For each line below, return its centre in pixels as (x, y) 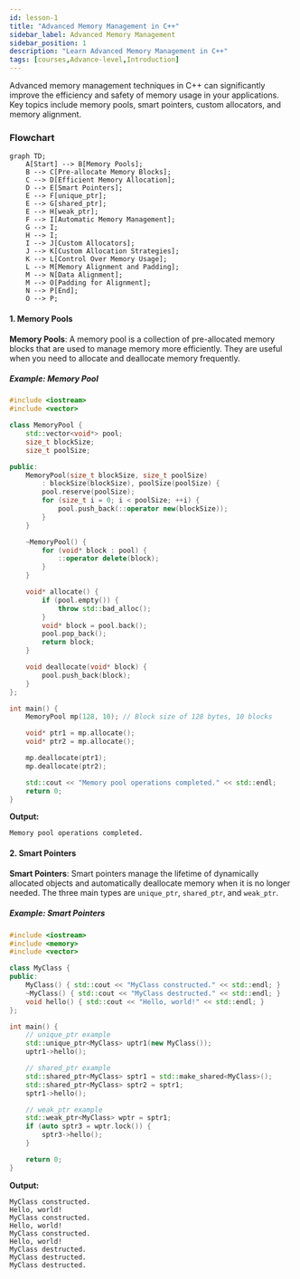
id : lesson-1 (34, 18)
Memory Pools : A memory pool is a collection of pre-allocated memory (142, 339)
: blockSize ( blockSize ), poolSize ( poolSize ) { (131, 484)
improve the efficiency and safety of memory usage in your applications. (145, 95)
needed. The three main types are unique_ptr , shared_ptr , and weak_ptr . (144, 892)
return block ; (68, 643)
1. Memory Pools (41, 318)
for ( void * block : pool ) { (94, 550)
